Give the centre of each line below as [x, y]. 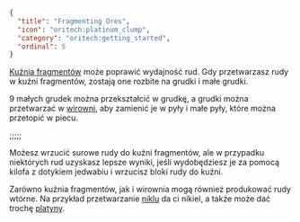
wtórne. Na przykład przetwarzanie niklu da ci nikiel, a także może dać [140, 199]
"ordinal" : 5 [42, 46]
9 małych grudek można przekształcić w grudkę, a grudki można [129, 99]
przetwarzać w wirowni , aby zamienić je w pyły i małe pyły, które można [143, 109]
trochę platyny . [37, 209]
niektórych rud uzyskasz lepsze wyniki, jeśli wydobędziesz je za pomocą [145, 163]
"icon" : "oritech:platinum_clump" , [84, 30]
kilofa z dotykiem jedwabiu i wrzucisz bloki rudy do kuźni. [116, 172]
